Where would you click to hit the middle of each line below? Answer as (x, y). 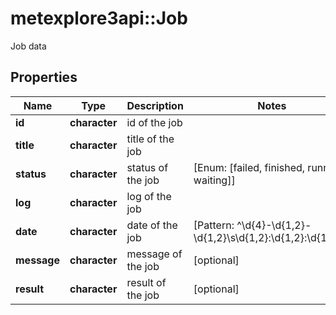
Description (155, 105)
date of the (152, 225)
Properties (44, 77)
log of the (149, 196)
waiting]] (214, 180)
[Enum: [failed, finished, (249, 167)
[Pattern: (214, 225)
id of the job (154, 122)
